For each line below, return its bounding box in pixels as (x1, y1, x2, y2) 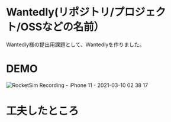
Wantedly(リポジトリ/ (6, 5, 114, 19)
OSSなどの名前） (20, 20, 105, 34)
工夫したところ (6, 104, 79, 118)
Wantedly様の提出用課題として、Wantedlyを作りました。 (6, 41, 145, 48)
